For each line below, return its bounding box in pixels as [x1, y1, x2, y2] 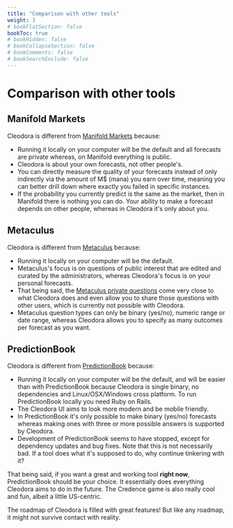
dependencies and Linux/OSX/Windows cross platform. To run [17, 390, 197, 398]
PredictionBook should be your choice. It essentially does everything [7, 478, 204, 486]
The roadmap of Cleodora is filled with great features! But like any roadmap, [7, 506, 225, 514]
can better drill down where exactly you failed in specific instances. [17, 182, 211, 190]
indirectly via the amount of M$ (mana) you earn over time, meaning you [17, 175, 225, 183]
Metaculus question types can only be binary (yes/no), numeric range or [17, 308, 225, 317]
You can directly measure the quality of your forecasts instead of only [17, 167, 218, 176]
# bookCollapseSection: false [7, 42, 95, 49]
